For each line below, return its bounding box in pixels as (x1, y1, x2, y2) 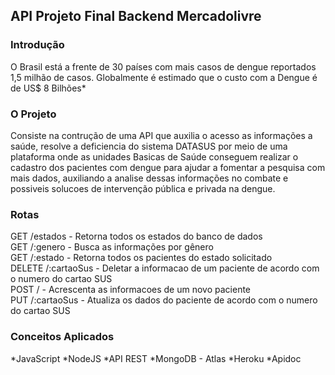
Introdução (10, 38, 65, 52)
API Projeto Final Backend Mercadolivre (10, 8, 262, 25)
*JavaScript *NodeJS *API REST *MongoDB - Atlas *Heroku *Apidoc (10, 352, 302, 364)
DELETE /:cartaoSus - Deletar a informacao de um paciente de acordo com (10, 262, 320, 274)
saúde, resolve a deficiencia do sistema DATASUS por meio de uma (10, 140, 288, 152)
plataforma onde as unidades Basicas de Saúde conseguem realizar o (10, 150, 299, 163)
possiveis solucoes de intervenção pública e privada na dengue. (10, 182, 276, 194)
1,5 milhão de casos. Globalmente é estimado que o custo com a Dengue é (10, 71, 318, 83)
